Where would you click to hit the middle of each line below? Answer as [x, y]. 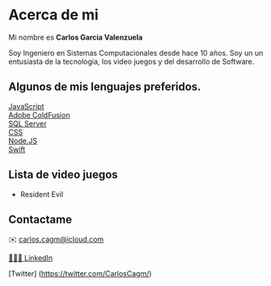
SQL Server [28, 124]
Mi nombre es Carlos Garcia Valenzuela [76, 37]
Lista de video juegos [64, 175]
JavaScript [26, 106]
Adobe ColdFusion [39, 115]
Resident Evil [42, 194]
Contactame [40, 219]
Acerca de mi [53, 15]
